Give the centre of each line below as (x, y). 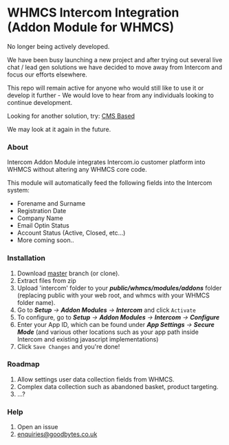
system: (18, 190)
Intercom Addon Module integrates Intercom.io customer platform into (106, 162)
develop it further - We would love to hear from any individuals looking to (111, 95)
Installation (26, 258)
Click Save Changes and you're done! (68, 346)
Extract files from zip (47, 280)
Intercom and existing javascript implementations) (88, 339)
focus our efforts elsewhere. (47, 75)
